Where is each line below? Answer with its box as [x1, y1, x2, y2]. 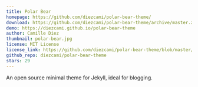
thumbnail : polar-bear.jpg [6, 36, 72, 42]
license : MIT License [6, 42, 60, 48]
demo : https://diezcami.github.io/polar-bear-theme [6, 25, 136, 31]
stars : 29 [6, 58, 31, 63]
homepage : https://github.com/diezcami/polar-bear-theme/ [6, 14, 151, 20]
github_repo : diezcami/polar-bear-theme [6, 52, 107, 58]
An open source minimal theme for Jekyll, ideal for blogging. [6, 74, 153, 81]
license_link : [6, 47, 41, 53]
